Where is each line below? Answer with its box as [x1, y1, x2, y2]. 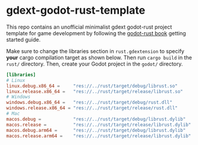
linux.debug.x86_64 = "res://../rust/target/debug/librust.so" [6, 83, 178, 89]
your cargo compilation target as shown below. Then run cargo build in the [6, 54, 193, 61]
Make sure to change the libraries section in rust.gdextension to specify [6, 47, 184, 54]
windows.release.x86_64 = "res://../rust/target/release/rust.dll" [6, 105, 178, 111]
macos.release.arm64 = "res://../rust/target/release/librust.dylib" [6, 132, 191, 139]
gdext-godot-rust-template [6, 4, 145, 17]
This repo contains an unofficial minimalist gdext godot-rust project [6, 23, 172, 30]
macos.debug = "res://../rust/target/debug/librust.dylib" [6, 116, 186, 122]
